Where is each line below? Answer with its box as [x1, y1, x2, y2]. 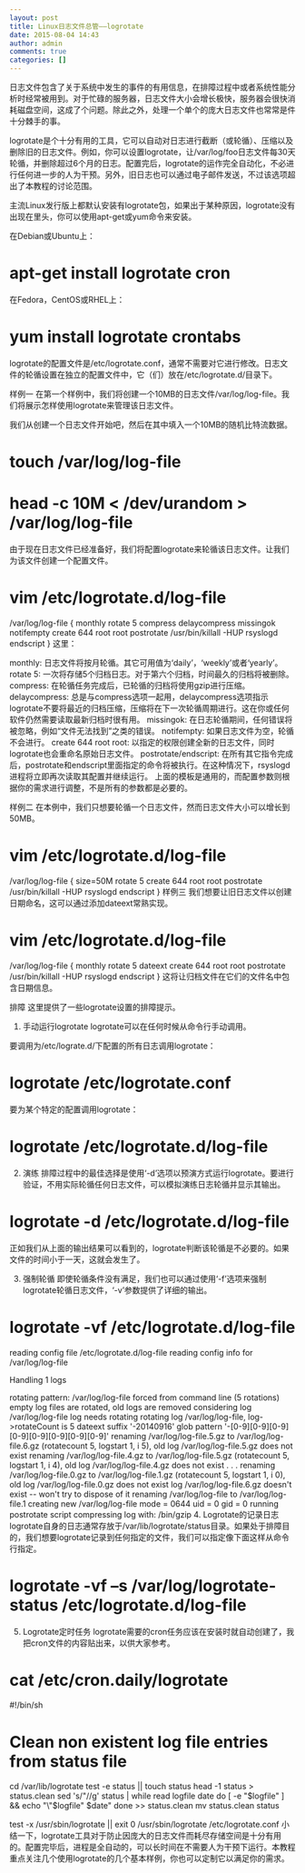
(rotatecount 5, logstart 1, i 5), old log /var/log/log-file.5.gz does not [41, 1440, 293, 1451]
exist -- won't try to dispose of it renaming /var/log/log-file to [9, 1488, 238, 1499]
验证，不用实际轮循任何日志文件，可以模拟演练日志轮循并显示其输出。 [22, 1178, 286, 1189]
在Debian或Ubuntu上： [9, 231, 95, 241]
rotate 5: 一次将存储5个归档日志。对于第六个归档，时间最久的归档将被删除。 [9, 668, 295, 679]
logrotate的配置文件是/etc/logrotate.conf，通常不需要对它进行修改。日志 [9, 357, 280, 368]
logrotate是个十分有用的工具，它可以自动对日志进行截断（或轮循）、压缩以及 [9, 135, 293, 145]
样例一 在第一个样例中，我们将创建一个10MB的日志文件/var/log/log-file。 [9, 388, 282, 399]
